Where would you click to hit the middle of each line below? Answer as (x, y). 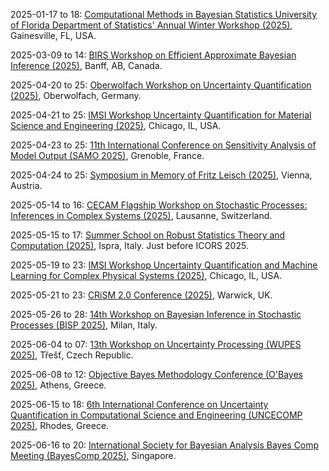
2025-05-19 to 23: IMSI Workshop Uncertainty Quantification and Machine (164, 265)
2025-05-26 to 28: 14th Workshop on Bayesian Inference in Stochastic (156, 314)
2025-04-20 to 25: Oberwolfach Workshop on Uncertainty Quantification (161, 85)
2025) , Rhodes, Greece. (60, 425)
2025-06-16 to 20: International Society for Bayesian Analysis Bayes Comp (165, 445)
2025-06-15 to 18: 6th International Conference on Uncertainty (139, 404)
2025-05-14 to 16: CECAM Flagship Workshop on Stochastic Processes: (159, 205)
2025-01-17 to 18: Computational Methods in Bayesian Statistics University (164, 14)
